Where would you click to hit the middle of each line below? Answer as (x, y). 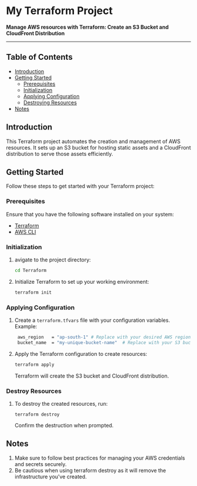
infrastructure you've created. (50, 477)
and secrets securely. (40, 464)
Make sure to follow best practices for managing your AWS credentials (100, 458)
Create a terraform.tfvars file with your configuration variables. (92, 320)
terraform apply (34, 365)
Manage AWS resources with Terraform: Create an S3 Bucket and (87, 27)
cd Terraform (30, 270)
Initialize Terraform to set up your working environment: (82, 281)
